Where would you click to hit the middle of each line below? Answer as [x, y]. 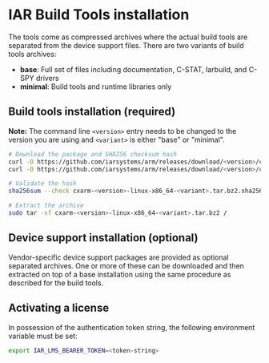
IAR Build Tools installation [99, 15]
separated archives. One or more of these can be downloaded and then [126, 265]
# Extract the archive [46, 206]
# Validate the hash [43, 184]
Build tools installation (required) [92, 112]
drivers [47, 78]
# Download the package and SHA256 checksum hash [93, 154]
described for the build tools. [56, 283]
